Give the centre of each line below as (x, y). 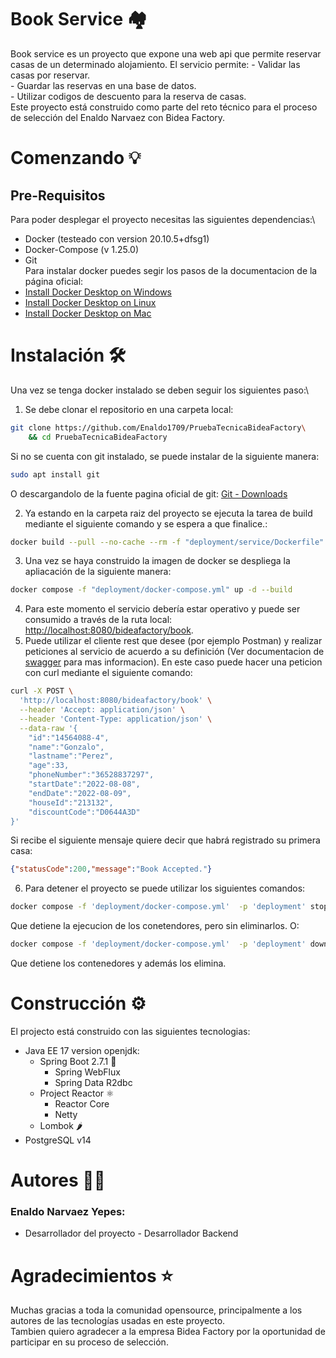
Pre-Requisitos (58, 195)
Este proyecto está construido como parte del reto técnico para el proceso (164, 107)
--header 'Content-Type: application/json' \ (116, 719)
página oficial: (54, 281)
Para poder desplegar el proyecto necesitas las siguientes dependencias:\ (163, 219)
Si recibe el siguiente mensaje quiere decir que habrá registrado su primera (165, 840)
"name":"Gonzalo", (66, 747)
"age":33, (49, 766)
